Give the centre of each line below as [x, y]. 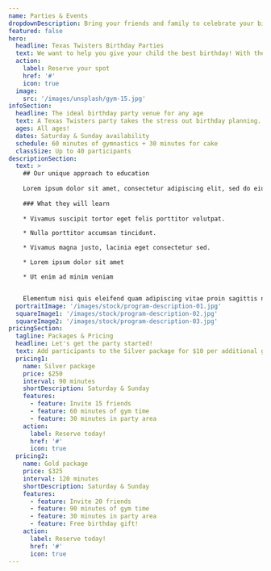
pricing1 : [32, 359]
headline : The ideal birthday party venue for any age [110, 114]
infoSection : [30, 106]
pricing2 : [32, 456]
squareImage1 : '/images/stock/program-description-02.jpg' [117, 313]
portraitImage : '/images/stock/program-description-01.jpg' [119, 306]
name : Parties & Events [48, 16]
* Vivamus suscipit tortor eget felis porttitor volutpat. [124, 219]
